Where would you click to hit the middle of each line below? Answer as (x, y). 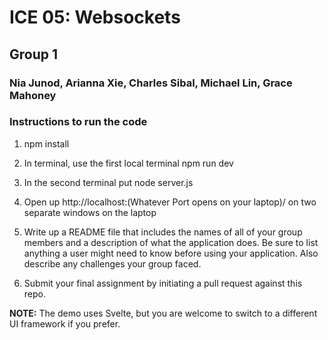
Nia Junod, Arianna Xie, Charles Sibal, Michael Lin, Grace (151, 83)
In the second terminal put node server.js (108, 182)
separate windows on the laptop (90, 212)
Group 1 (34, 54)
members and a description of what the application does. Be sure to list (171, 242)
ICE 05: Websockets (95, 17)
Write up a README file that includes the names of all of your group (163, 232)
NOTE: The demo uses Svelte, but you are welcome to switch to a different (163, 313)
